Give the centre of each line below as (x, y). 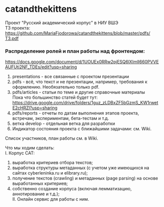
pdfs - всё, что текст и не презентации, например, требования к (80, 82)
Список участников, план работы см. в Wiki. (52, 138)
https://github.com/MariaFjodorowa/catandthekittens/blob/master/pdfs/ (78, 33)
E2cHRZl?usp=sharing (35, 108)
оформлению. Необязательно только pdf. (56, 87)
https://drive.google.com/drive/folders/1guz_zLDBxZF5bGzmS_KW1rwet (85, 103)
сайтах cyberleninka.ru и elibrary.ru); (50, 173)
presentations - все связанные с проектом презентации (70, 77)
